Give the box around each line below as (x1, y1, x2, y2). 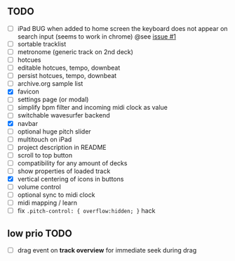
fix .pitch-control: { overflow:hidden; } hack (17, 207, 156, 215)
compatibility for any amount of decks (17, 158, 128, 167)
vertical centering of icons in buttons (17, 174, 124, 183)
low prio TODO (7, 227, 72, 239)
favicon (17, 87, 40, 96)
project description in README (17, 143, 107, 151)
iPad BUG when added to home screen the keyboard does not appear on (17, 24, 228, 32)
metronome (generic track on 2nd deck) (17, 47, 133, 56)
